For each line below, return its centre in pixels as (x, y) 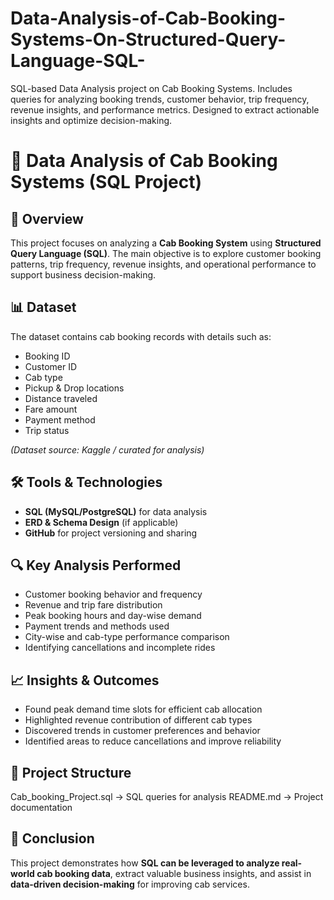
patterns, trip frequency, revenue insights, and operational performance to (163, 264)
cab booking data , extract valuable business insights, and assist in (174, 873)
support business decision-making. (83, 274)
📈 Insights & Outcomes (85, 680)
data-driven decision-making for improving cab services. (130, 884)
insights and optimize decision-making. (91, 120)
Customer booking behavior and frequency (113, 594)
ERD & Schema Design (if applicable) (101, 522)
